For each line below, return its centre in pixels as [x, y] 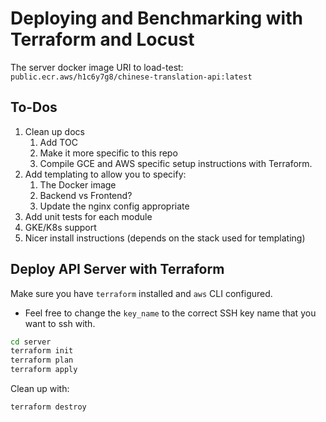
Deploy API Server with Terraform [117, 269]
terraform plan [42, 360]
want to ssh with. [60, 323]
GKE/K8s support [60, 227]
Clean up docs [54, 131]
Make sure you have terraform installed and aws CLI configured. [141, 293]
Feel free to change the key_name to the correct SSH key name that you [170, 313]
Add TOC [58, 142]
